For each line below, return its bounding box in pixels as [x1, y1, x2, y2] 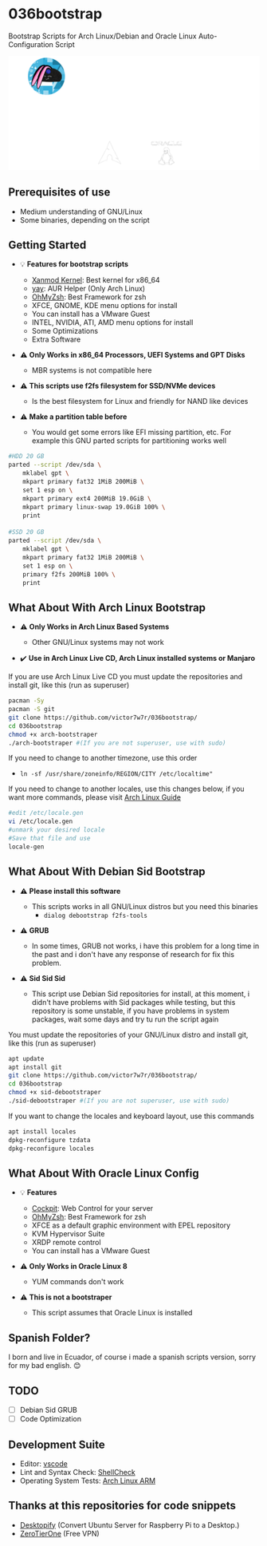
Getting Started [8, 239, 87, 251]
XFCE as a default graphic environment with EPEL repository [31, 1220, 231, 1230]
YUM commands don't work [31, 1277, 124, 1287]
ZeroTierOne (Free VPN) [19, 1528, 100, 1538]
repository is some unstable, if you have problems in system [31, 1006, 230, 1015]
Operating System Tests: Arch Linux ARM [19, 1476, 156, 1485]
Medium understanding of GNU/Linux [19, 207, 143, 216]
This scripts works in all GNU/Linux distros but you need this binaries [31, 901, 258, 911]
